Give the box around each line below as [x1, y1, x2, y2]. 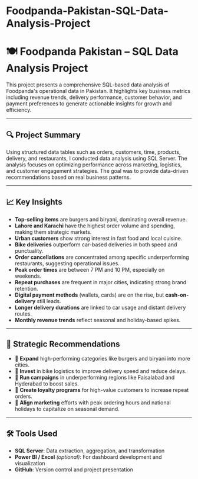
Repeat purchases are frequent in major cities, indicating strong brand [14, 278, 187, 285]
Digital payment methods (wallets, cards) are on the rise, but [14, 291, 164, 298]
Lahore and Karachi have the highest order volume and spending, [14, 222, 176, 229]
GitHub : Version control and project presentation [14, 466, 134, 473]
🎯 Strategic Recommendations [6, 339, 120, 349]
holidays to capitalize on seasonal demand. [14, 405, 120, 412]
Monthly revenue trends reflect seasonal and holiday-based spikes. [14, 316, 181, 323]
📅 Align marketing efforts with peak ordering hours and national [14, 398, 171, 406]
